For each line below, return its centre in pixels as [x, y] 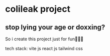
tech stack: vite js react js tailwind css [44, 48]
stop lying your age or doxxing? [55, 27]
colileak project [38, 9]
